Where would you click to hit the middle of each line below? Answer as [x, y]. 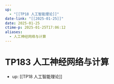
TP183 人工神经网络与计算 [57, 62]
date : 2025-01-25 [22, 23]
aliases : [14, 32]
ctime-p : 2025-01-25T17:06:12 [36, 28]
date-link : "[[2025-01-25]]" [34, 18]
